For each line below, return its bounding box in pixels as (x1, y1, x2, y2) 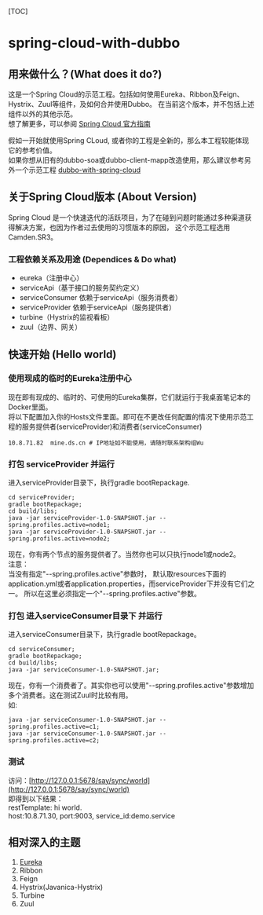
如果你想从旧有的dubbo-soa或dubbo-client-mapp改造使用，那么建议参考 (8, 156, 245, 164)
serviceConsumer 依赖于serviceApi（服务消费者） (19, 293, 183, 302)
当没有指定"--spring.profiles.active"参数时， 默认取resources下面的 (8, 569, 227, 579)
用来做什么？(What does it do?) (8, 67, 163, 81)
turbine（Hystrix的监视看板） (19, 313, 115, 322)
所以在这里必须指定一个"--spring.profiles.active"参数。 (23, 589, 202, 598)
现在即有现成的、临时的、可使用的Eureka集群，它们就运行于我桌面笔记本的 (8, 392, 251, 401)
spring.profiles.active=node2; (8, 535, 111, 543)
